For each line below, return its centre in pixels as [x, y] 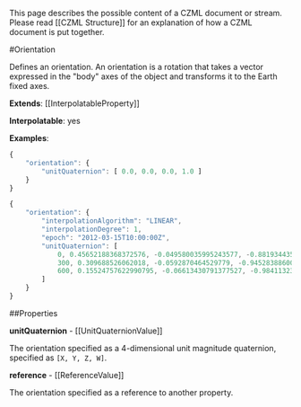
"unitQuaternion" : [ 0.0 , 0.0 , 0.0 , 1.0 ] [122, 171]
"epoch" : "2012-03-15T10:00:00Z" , [106, 237]
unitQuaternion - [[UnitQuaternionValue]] [86, 331]
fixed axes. [30, 86]
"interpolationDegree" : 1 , [92, 229]
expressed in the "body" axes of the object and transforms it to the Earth [143, 76]
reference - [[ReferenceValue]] [67, 375]
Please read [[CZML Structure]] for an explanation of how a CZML [131, 22]
